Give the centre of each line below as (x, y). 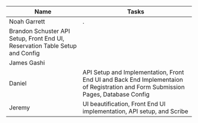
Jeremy (20, 107)
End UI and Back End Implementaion (133, 80)
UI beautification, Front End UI (124, 104)
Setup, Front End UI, (37, 39)
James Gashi (27, 63)
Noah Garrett (27, 21)
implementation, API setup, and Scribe (135, 111)
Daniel (18, 83)
